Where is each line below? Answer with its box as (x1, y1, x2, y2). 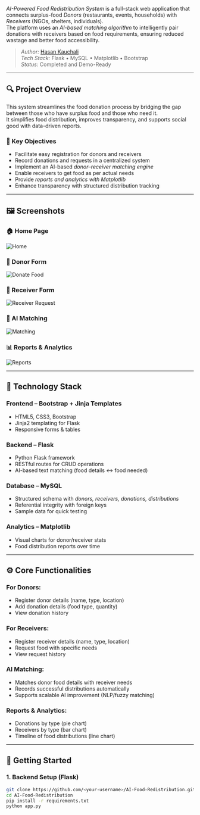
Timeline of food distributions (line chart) (14, 732, 115, 740)
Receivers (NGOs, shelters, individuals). (6, 18, 104, 24)
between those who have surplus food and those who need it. (6, 110, 158, 117)
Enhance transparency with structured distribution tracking (14, 182, 160, 189)
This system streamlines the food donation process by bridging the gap (6, 103, 182, 110)
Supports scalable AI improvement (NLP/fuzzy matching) (14, 691, 155, 698)
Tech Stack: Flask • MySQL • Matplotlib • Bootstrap (20, 55, 149, 61)
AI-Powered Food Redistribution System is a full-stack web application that (6, 5, 190, 12)
